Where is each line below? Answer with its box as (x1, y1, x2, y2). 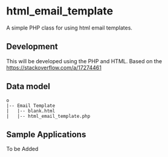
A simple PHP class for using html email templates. (6, 24, 133, 31)
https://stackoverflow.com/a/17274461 (6, 64, 102, 71)
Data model (6, 81, 50, 91)
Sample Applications (6, 129, 86, 140)
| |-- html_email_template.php (6, 113, 91, 119)
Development (6, 42, 59, 52)
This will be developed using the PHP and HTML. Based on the (6, 57, 162, 64)
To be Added (6, 146, 39, 153)
